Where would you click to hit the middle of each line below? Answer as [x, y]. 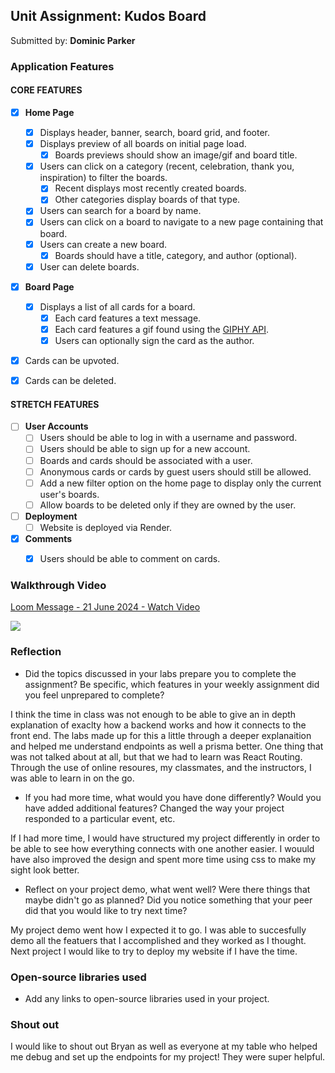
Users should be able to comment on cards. [130, 558]
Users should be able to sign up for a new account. [145, 449]
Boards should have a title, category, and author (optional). [176, 255]
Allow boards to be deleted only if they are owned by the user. [168, 505]
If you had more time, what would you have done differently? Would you [173, 797]
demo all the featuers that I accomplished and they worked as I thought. [158, 940]
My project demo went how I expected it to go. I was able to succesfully [158, 930]
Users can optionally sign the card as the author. [154, 340]
